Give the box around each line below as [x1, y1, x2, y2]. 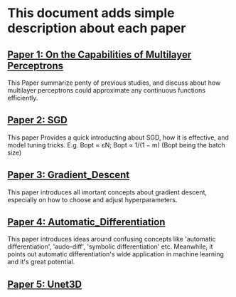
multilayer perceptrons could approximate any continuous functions [7, 86, 206, 94]
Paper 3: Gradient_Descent [7, 169, 130, 181]
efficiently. [7, 94, 38, 102]
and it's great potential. [7, 258, 75, 266]
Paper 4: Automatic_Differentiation [7, 216, 166, 229]
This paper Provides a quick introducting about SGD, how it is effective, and [7, 133, 229, 142]
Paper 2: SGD [7, 114, 68, 126]
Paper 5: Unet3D [7, 278, 82, 290]
